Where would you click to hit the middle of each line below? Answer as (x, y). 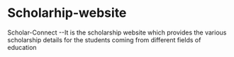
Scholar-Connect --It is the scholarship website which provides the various (117, 32)
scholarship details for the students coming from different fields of (104, 39)
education (22, 47)
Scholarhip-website (67, 13)
